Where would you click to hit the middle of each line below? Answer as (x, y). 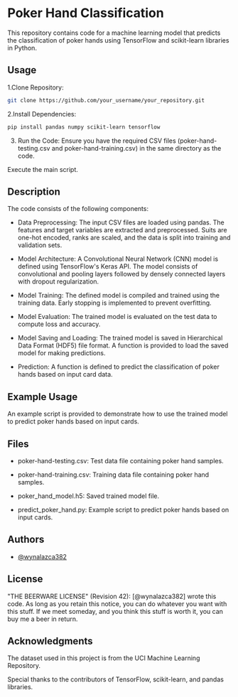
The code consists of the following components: (78, 209)
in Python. (22, 48)
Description (34, 191)
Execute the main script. (43, 169)
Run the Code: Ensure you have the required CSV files (97, 141)
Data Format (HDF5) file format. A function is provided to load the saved (123, 345)
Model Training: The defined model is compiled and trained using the (119, 296)
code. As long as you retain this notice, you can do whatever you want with (117, 604)
